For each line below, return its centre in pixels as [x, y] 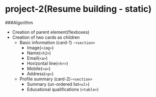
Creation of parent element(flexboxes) [51, 32]
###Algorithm [19, 23]
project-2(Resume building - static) [78, 9]
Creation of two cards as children [46, 37]
